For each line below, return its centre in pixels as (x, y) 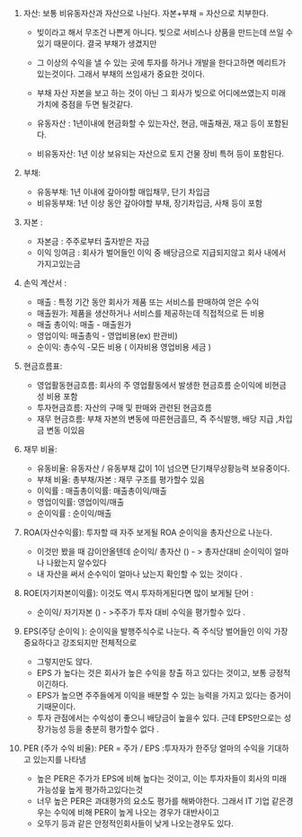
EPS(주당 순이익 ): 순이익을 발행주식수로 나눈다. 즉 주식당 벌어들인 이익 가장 (155, 631)
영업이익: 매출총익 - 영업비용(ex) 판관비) (107, 336)
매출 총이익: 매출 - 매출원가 (84, 325)
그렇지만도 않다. (64, 662)
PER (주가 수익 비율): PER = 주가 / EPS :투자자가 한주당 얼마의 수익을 (144, 748)
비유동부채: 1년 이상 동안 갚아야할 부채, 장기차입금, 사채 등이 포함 (150, 203)
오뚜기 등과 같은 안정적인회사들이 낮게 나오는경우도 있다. (135, 824)
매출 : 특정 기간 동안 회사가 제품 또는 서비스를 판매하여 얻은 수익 (148, 302)
